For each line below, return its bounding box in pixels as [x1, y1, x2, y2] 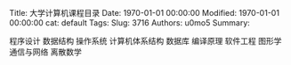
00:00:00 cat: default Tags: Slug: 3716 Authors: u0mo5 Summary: [9, 18, 251, 28]
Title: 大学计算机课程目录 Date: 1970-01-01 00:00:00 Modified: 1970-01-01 [9, 8, 280, 18]
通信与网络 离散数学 [9, 47, 82, 57]
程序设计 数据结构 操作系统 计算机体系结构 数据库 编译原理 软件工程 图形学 [9, 36, 282, 46]
